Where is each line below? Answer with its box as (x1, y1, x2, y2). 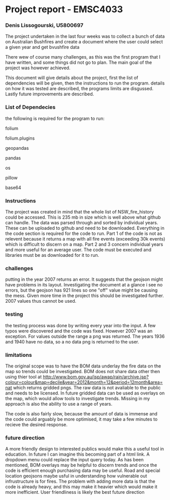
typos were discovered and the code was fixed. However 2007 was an (5, 328, 153, 334)
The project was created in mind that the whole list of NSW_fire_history (5, 209, 154, 215)
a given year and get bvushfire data (5, 44, 80, 50)
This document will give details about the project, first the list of (5, 75, 139, 81)
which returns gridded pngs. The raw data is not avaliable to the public (13, 384, 161, 390)
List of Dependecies (5, 103, 56, 111)
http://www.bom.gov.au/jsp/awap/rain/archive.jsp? (43, 374, 149, 380)
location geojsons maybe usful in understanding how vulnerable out (5, 473, 147, 479)
